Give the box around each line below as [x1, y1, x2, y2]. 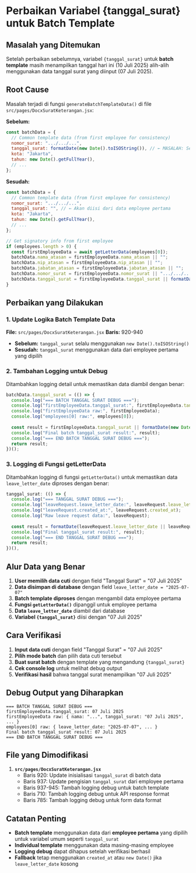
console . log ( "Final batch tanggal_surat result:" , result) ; [11, 429, 160, 436]
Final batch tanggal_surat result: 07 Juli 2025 [6, 729, 127, 735]
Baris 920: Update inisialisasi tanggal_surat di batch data [23, 772, 162, 779]
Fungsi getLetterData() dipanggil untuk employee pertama [14, 601, 157, 608]
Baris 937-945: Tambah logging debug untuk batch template [23, 784, 169, 792]
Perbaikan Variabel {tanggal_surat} [6, 4, 181, 18]
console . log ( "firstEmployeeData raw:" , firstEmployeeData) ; [11, 408, 160, 414]
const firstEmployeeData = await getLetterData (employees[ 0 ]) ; [11, 249, 168, 255]
